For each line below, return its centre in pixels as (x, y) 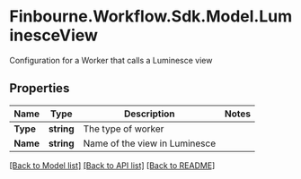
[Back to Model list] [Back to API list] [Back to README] (112, 165)
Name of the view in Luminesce (150, 143)
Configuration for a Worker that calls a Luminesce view (111, 60)
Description (150, 114)
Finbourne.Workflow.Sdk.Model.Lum (151, 17)
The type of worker (124, 129)
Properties (40, 88)
